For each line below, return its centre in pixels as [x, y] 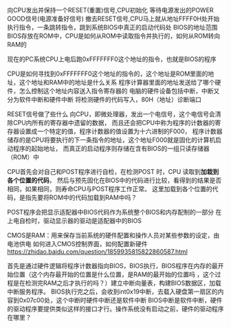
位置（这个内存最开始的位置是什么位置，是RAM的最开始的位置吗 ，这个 [114, 274]
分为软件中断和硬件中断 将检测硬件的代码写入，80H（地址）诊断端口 [104, 99]
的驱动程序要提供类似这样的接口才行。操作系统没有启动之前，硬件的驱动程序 [115, 309]
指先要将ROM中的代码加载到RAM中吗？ [81, 197]
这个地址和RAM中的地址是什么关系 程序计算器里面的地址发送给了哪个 [117, 82]
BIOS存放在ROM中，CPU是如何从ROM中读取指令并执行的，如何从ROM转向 [114, 36]
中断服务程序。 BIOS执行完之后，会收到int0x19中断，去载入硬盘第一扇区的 [112, 292]
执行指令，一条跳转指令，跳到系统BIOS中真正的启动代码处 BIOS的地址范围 [112, 27]
